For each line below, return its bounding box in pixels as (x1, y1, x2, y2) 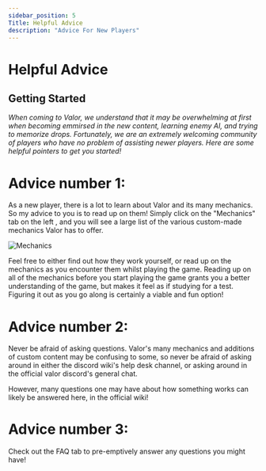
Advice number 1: (8, 174, 126, 192)
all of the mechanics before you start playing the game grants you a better (8, 273, 251, 283)
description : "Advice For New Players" (8, 26, 140, 34)
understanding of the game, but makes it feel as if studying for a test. (8, 282, 234, 291)
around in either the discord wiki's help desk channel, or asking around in (8, 361, 248, 370)
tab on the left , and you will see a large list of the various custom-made (8, 217, 242, 226)
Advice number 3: (8, 420, 129, 439)
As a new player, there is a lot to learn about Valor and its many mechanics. (8, 200, 253, 210)
